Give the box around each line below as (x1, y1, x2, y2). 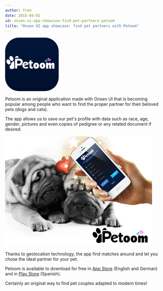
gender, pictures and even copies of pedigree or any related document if (5, 121, 152, 127)
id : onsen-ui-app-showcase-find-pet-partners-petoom (5, 18, 115, 23)
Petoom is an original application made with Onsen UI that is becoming (5, 96, 148, 102)
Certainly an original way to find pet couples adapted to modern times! (5, 280, 148, 286)
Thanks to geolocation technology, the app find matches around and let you (5, 251, 158, 257)
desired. (5, 126, 22, 132)
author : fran (5, 8, 32, 13)
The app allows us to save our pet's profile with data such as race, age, (5, 116, 149, 122)
